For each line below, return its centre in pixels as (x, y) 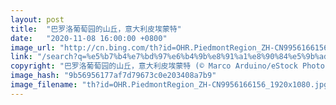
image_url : (33, 47)
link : (21, 57)
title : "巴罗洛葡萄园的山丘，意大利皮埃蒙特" (96, 29)
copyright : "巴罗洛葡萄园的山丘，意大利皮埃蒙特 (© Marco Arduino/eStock (154, 66)
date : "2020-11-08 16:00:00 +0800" (89, 38)
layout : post (37, 19)
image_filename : (44, 85)
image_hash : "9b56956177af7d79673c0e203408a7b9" (113, 76)
